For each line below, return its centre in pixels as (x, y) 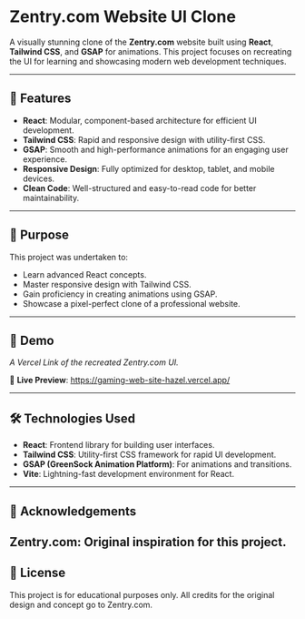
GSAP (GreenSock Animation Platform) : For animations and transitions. (157, 464)
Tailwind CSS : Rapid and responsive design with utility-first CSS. (144, 139)
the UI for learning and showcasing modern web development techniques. (148, 61)
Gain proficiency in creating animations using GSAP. (120, 294)
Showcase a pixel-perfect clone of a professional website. (131, 303)
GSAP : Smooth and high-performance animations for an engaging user (155, 149)
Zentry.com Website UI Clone (123, 17)
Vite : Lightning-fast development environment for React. (128, 474)
